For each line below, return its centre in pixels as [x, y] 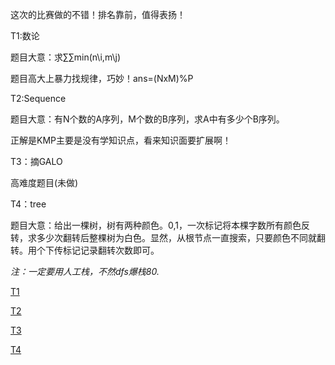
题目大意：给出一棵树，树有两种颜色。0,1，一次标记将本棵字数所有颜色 [156, 225]
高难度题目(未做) [44, 182]
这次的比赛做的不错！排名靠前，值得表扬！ [98, 14]
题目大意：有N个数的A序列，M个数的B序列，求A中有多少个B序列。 [147, 119]
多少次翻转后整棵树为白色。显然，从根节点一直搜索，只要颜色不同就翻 [181, 237]
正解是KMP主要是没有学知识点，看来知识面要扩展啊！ [121, 140]
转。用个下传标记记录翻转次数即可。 [85, 250]
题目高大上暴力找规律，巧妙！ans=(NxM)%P [102, 78]
